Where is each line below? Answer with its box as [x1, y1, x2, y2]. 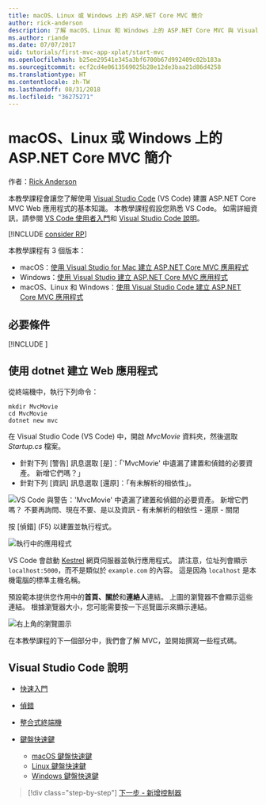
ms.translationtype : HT [8, 71, 87, 79]
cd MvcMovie [8, 409, 47, 417]
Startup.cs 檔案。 [8, 441, 66, 450]
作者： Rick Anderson [8, 177, 78, 186]
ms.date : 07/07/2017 [8, 41, 77, 49]
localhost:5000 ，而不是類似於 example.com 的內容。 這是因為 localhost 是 [8, 565, 250, 575]
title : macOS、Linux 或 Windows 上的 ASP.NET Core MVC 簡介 [8, 11, 203, 20]
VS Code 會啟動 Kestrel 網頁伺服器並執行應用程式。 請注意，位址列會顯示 [8, 555, 248, 565]
